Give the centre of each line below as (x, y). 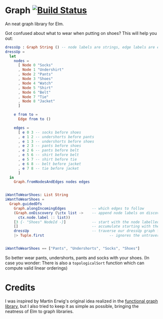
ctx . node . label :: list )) (44, 217)
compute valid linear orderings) (36, 268)
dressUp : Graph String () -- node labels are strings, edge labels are (80, 47)
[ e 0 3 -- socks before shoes (49, 132)
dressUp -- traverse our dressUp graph (84, 231)
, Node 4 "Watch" (35, 83)
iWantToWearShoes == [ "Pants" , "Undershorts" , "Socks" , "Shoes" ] (73, 249)
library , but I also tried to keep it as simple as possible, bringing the (72, 306)
